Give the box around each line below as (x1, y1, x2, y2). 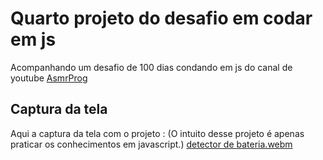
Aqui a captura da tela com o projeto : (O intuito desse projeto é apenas (10, 127, 305, 139)
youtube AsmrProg (10, 72, 88, 84)
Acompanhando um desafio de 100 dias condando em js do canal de (10, 61, 293, 73)
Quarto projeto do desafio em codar (10, 7, 313, 30)
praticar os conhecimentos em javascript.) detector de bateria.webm (10, 138, 293, 150)
